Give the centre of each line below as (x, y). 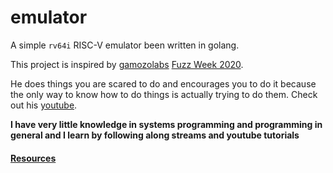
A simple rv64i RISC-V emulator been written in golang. (125, 45)
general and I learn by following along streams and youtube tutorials (155, 135)
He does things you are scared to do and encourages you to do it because (163, 83)
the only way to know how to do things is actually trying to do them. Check (164, 94)
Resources (33, 158)
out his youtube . (44, 105)
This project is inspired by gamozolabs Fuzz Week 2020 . (127, 64)
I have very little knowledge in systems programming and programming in (166, 124)
